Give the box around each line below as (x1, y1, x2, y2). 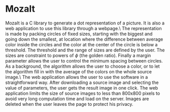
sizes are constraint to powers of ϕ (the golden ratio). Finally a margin (5, 52, 151, 59)
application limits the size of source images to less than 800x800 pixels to (5, 90, 160, 96)
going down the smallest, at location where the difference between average (5, 36, 163, 42)
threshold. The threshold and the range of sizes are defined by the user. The (5, 47, 165, 53)
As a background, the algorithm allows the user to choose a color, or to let (5, 63, 160, 69)
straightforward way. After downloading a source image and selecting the (5, 79, 159, 86)
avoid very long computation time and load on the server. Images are (5, 95, 149, 102)
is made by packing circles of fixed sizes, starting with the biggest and (5, 31, 153, 37)
